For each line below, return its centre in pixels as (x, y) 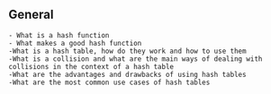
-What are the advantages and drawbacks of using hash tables (127, 74)
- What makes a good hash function (75, 43)
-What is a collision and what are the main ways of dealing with (135, 59)
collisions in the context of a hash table (91, 66)
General (32, 15)
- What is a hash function (59, 35)
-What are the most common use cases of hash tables (109, 82)
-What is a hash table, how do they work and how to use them (127, 51)
